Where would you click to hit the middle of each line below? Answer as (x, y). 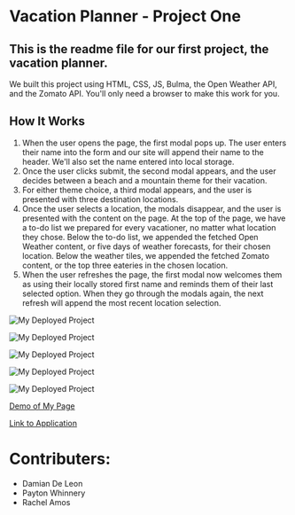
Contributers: (60, 459)
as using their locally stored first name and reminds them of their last (147, 284)
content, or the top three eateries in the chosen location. (125, 265)
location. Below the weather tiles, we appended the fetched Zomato (146, 255)
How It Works (47, 121)
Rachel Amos (46, 502)
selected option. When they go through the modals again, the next (143, 293)
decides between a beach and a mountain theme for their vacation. (144, 180)
